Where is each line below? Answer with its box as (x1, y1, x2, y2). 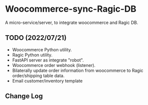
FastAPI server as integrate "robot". (12, 57, 84, 63)
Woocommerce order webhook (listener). (12, 62, 96, 68)
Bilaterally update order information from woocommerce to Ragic (12, 67, 144, 73)
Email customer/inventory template (12, 78, 83, 84)
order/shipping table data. (12, 72, 65, 79)
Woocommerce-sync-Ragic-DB (5, 3, 137, 15)
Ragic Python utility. (12, 52, 53, 58)
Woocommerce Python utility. (12, 46, 72, 52)
